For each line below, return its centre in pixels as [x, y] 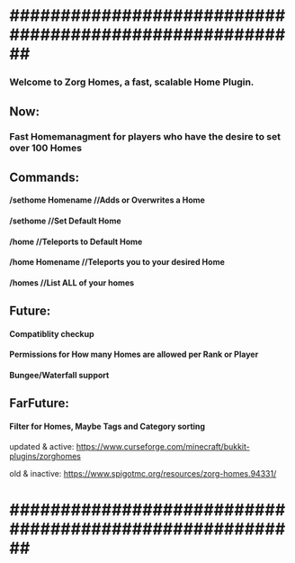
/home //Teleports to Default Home [76, 241]
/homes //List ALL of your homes [72, 282]
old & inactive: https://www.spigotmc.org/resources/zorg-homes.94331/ [143, 473]
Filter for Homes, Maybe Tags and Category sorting [107, 426]
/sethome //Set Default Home [65, 221]
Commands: [45, 177]
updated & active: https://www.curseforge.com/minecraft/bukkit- [130, 446]
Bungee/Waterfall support [59, 375]
